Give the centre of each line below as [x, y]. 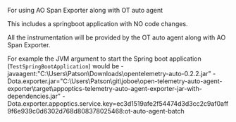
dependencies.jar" [34, 96]
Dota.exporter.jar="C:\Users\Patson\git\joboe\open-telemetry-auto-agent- [115, 81]
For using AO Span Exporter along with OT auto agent [85, 10]
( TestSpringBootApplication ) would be [63, 66]
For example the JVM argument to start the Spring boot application [105, 59]
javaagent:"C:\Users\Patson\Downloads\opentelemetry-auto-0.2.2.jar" [109, 74]
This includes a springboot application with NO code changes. [98, 24]
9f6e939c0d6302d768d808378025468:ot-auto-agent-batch [96, 111]
